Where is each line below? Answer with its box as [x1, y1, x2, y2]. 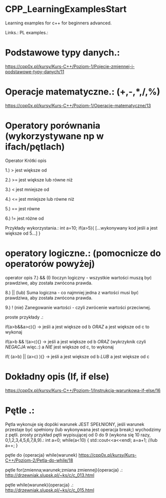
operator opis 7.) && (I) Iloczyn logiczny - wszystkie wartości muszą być [5, 274, 152, 280]
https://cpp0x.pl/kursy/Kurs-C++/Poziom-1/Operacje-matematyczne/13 [5, 102, 151, 108]
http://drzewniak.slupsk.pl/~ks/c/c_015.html [5, 487, 95, 493]
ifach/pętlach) [5, 141, 65, 152]
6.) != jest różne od [5, 215, 44, 221]
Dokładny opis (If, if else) [5, 371, 110, 382]
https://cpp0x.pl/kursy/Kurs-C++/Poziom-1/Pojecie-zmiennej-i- [5, 63, 135, 69]
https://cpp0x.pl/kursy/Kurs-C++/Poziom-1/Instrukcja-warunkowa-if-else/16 [5, 387, 161, 393]
